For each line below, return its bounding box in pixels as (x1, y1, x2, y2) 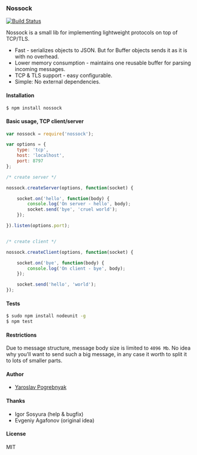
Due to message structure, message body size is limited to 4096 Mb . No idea (6, 344, 191, 351)
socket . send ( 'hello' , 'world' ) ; (17, 282, 96, 288)
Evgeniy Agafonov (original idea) (14, 417, 95, 424)
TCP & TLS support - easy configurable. (14, 72, 112, 79)
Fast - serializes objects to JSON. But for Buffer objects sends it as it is (14, 47, 188, 54)
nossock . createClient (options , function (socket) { (6, 249, 134, 255)
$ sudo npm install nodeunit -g (6, 313, 86, 319)
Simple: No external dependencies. (14, 78, 101, 85)
